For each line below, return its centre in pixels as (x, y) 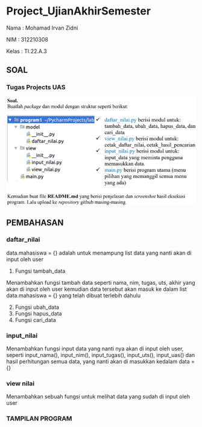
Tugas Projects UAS (36, 87)
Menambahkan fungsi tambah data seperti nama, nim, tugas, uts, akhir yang (101, 282)
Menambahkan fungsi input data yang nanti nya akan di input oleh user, (95, 349)
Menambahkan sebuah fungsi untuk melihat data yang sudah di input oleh (98, 397)
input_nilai (22, 335)
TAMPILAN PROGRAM (39, 419)
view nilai (21, 384)
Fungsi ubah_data (37, 307)
